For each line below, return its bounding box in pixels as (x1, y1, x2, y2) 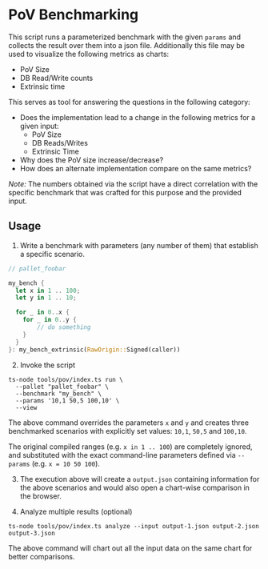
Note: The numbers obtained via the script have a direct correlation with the (8, 178, 258, 189)
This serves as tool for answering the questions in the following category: (8, 97, 250, 106)
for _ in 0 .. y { (22, 316, 78, 324)
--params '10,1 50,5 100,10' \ (15, 396, 120, 405)
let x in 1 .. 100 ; (15, 287, 81, 295)
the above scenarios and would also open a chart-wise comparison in (19, 483, 250, 492)
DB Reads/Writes (31, 138, 88, 147)
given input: (19, 121, 59, 130)
